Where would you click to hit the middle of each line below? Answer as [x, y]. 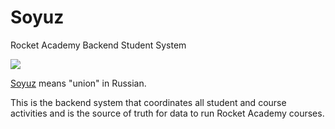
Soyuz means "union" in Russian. [78, 83]
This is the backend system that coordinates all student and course [148, 102]
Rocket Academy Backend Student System [98, 45]
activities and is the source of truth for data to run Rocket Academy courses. [167, 113]
